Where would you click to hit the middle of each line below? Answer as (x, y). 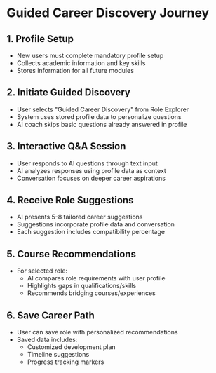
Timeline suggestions (58, 355)
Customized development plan (72, 347)
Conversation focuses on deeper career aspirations (91, 178)
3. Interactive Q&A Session (66, 146)
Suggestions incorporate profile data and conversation (95, 224)
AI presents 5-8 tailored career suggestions (80, 217)
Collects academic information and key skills (81, 63)
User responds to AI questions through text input (87, 163)
